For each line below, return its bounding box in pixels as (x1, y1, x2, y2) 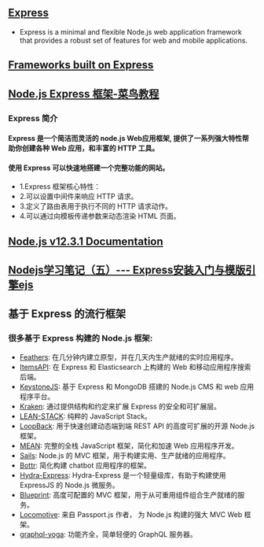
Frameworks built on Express (8, 58, 154, 72)
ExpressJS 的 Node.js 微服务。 (19, 480, 119, 490)
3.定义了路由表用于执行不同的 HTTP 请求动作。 (19, 201, 173, 211)
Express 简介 (8, 113, 58, 124)
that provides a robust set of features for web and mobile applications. (19, 35, 247, 45)
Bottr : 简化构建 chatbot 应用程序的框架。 (19, 460, 151, 470)
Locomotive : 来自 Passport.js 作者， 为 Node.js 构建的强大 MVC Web (19, 509, 243, 519)
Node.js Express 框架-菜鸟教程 (8, 87, 159, 101)
